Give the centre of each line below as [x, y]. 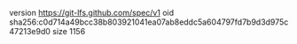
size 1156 [69, 31]
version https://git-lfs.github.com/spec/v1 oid [92, 13]
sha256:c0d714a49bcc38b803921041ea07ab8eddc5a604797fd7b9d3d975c [149, 22]
